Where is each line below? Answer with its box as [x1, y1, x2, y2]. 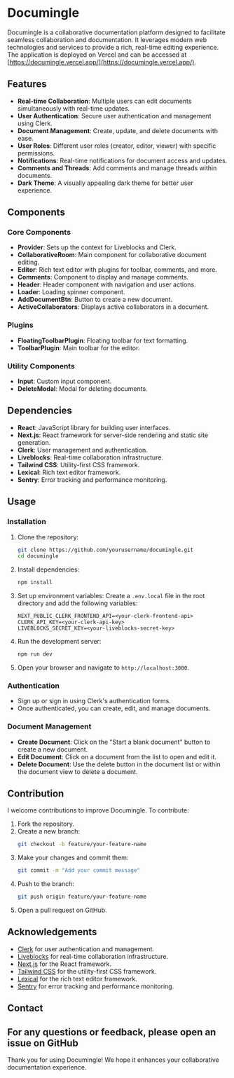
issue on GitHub [7, 1037, 78, 1049]
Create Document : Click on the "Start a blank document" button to [17, 738, 211, 746]
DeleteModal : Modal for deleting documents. [17, 385, 149, 393]
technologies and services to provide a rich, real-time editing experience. [7, 43, 219, 51]
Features [7, 78, 47, 90]
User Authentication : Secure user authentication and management [17, 111, 212, 120]
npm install [17, 579, 53, 586]
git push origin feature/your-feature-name [17, 893, 147, 901]
